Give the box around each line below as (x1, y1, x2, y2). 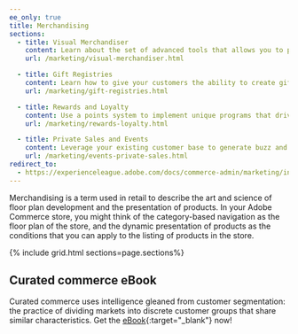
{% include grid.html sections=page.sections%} (9, 247, 184, 258)
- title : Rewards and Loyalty (17, 103, 129, 112)
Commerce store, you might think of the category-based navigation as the (9, 211, 280, 221)
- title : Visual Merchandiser (17, 37, 129, 47)
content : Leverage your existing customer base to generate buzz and (25, 144, 288, 152)
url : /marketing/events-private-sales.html (25, 151, 189, 160)
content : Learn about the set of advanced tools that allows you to (25, 46, 284, 55)
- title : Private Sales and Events (17, 135, 149, 144)
